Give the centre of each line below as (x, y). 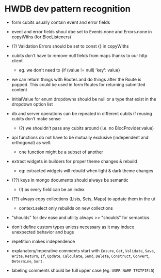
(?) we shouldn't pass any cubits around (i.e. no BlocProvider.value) (86, 128)
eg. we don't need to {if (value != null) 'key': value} (69, 70)
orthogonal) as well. (31, 142)
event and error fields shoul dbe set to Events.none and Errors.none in (82, 31)
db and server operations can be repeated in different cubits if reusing (82, 113)
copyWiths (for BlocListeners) (41, 37)
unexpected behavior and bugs (43, 232)
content (19, 89)
